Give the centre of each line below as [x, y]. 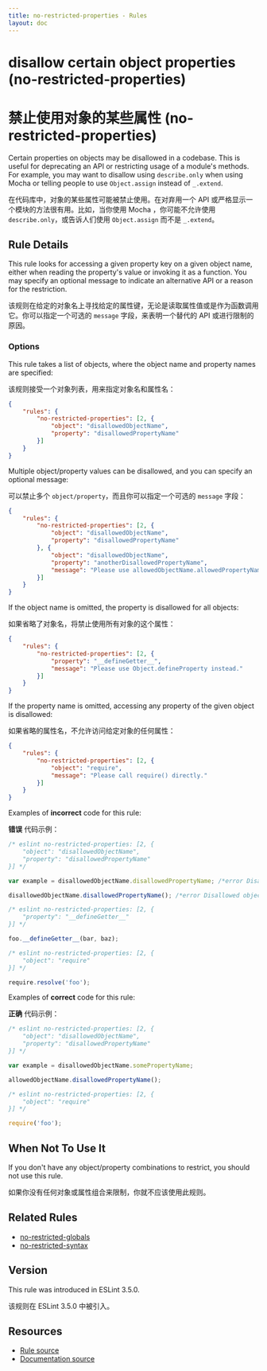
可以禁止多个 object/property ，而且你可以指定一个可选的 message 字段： [127, 496]
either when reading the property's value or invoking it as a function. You [128, 272]
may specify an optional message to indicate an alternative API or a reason [131, 281]
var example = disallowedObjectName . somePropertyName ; [101, 1065]
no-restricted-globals [55, 1237]
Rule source [39, 1350]
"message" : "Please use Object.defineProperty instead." [147, 668]
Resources [35, 1332]
